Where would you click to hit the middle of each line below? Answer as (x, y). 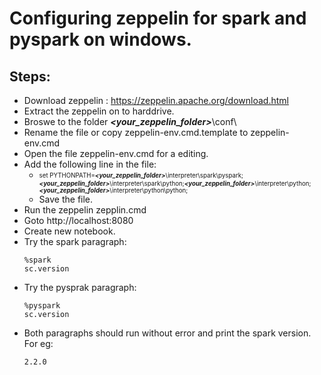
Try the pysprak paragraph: (80, 287)
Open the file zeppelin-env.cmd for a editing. (116, 153)
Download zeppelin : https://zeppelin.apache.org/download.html (156, 100)
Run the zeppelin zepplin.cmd (85, 210)
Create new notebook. (69, 231)
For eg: (38, 343)
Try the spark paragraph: (75, 241)
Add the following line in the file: (90, 164)
